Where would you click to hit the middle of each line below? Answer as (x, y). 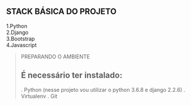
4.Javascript (21, 45)
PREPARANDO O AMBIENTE (55, 56)
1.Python (17, 26)
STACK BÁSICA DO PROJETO (61, 12)
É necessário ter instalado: (71, 75)
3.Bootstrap (21, 38)
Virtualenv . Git (39, 96)
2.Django (17, 32)
